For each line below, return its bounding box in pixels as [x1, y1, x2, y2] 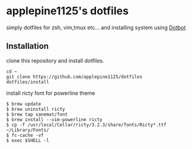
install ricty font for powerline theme [6, 89, 95, 97]
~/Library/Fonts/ [6, 127, 49, 133]
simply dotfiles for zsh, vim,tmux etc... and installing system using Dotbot [6, 24, 186, 31]
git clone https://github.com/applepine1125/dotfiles [6, 73, 143, 80]
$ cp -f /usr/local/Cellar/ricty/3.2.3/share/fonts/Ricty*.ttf [6, 122, 167, 128]
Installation [6, 41, 49, 51]
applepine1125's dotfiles [6, 4, 129, 18]
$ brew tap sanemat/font [6, 111, 68, 117]
